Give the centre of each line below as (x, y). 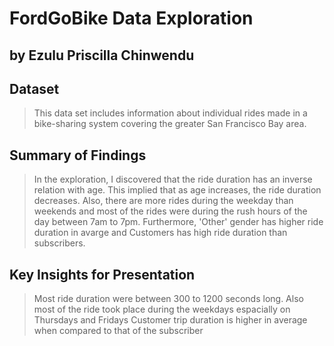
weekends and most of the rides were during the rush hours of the (170, 211)
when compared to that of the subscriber (118, 331)
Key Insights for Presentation (102, 274)
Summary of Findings (78, 155)
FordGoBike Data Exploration (131, 18)
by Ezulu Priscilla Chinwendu (102, 55)
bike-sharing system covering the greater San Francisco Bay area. (170, 124)
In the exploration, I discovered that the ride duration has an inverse (173, 179)
